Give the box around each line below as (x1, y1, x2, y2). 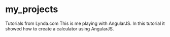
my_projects (5, 4, 58, 15)
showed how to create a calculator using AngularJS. (5, 25, 114, 31)
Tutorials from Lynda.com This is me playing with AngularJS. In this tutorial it (5, 20, 165, 26)
